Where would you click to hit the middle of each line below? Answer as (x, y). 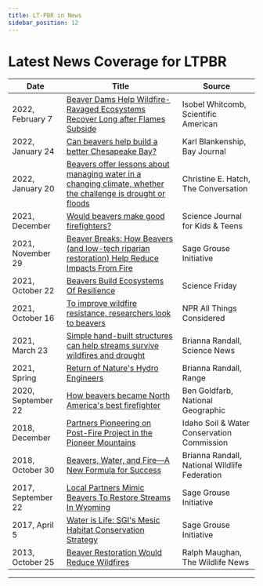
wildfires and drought (106, 355)
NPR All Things (209, 308)
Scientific (199, 115)
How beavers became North (118, 395)
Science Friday (209, 286)
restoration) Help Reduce (112, 258)
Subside (81, 129)
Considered (204, 318)
